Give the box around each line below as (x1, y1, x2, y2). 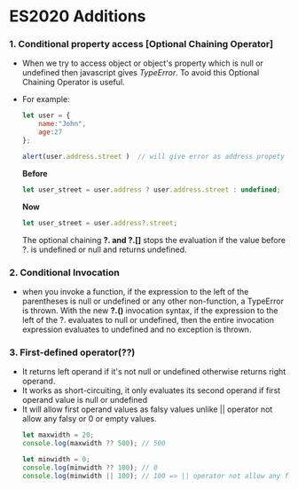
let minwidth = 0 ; (21, 454, 90, 463)
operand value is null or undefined (21, 395, 148, 406)
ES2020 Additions (9, 6, 146, 27)
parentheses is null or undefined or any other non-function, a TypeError (21, 296, 284, 306)
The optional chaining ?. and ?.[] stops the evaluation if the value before (21, 234, 286, 245)
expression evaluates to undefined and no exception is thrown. (21, 324, 252, 335)
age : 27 (38, 128, 63, 137)
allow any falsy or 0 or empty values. (21, 414, 157, 424)
